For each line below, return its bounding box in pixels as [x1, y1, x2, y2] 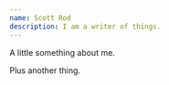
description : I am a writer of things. [9, 22, 162, 31]
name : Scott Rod [9, 13, 71, 23]
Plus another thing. [9, 65, 80, 76]
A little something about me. [9, 47, 116, 58]
